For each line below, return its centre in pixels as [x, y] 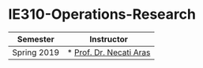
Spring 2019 [36, 52]
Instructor [109, 39]
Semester [36, 39]
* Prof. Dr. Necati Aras [109, 52]
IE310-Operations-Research [102, 14]
